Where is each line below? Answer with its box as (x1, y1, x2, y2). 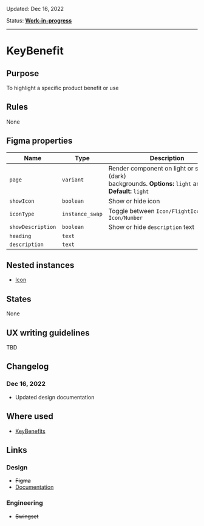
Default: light (108, 187, 149, 195)
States (6, 293, 32, 304)
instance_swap (61, 210, 103, 217)
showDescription (9, 223, 56, 230)
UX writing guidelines (6, 328, 90, 338)
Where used (6, 411, 53, 422)
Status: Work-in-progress (6, 17, 72, 24)
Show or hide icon (108, 197, 160, 205)
